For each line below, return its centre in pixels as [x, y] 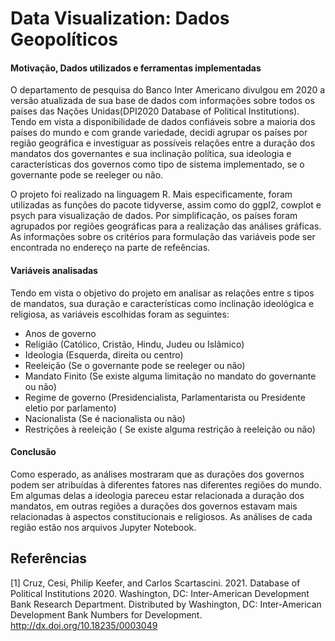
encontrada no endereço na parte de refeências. [110, 248]
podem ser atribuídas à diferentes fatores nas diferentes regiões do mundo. [166, 484]
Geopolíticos [64, 39]
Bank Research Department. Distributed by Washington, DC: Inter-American [166, 604]
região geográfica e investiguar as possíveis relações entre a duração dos [163, 143]
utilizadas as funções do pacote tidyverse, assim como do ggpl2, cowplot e [166, 205]
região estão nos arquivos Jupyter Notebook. [103, 527]
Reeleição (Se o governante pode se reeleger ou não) [135, 365]
